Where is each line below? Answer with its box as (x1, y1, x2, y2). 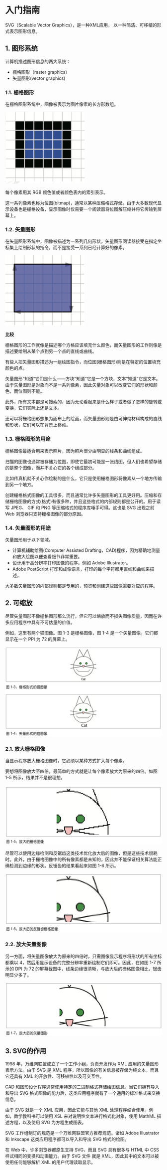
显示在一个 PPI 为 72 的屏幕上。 (5, 636, 70, 642)
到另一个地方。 (5, 482, 36, 488)
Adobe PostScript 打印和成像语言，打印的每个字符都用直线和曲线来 (12, 566, 150, 572)
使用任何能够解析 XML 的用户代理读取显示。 (5, 1160, 95, 1166)
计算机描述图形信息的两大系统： (5, 58, 71, 64)
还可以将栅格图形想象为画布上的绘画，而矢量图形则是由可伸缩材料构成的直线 (5, 416, 162, 422)
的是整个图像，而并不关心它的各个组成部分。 (5, 465, 97, 471)
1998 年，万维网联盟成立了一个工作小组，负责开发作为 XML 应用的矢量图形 (5, 1061, 159, 1067)
